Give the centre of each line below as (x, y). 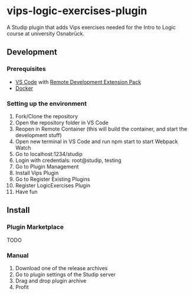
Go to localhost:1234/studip (49, 154)
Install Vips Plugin (37, 173)
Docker (24, 88)
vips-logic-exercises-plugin (77, 11)
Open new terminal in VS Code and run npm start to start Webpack (97, 141)
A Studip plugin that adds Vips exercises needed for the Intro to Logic (91, 27)
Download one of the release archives (61, 268)
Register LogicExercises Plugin (53, 185)
